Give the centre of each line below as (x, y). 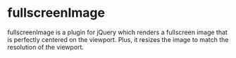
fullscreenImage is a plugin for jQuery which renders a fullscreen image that (117, 32)
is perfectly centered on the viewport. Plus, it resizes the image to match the (118, 39)
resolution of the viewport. (46, 47)
